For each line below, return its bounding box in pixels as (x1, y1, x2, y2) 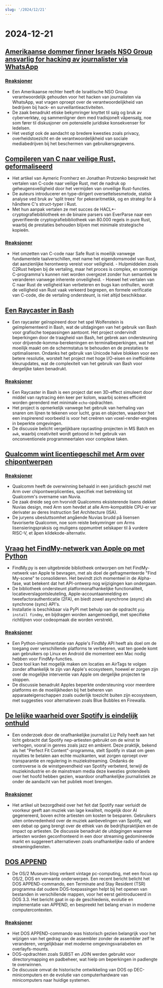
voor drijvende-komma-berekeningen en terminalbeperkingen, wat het (12, 340, 154, 346)
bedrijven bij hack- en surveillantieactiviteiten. (12, 104, 105, 110)
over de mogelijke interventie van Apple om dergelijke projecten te (12, 671, 145, 677)
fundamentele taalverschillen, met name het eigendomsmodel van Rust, (12, 256, 156, 261)
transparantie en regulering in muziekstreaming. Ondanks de (12, 758, 134, 764)
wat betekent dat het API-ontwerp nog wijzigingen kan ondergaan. (23, 580, 157, 586)
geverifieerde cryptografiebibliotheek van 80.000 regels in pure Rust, (12, 217, 151, 223)
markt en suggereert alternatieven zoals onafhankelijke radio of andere (12, 838, 155, 844)
